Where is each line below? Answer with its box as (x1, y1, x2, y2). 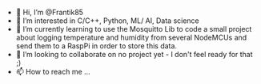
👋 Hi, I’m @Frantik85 (15, 8, 84, 17)
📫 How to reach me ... (15, 67, 90, 76)
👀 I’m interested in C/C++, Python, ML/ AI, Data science (15, 16, 200, 25)
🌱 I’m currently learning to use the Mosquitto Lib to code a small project (15, 25, 252, 33)
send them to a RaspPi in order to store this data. (15, 41, 178, 51)
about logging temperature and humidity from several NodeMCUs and (15, 32, 247, 42)
